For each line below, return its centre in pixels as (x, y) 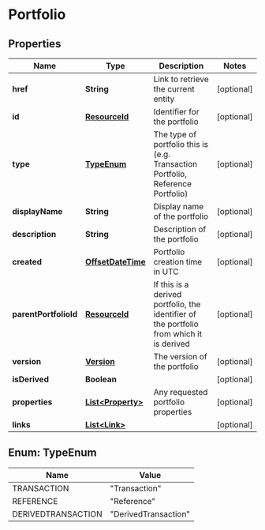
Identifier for (176, 112)
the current (174, 89)
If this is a (171, 284)
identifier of (175, 314)
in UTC (166, 272)
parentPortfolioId (45, 314)
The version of (180, 357)
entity (164, 99)
